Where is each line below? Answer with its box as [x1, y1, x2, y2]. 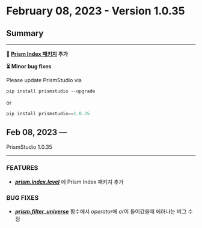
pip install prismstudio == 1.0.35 [6, 110, 90, 116]
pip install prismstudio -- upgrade [6, 88, 96, 94]
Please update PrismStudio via [6, 77, 82, 83]
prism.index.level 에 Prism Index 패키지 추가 [14, 178, 124, 185]
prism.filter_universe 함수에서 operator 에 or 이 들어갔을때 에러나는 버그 [14, 208, 187, 215]
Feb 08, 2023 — [6, 127, 67, 137]
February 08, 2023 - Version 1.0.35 [6, 4, 185, 18]
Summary [6, 28, 44, 38]
